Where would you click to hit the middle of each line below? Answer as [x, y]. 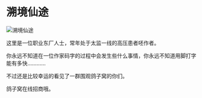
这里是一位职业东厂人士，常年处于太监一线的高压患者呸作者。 [83, 43]
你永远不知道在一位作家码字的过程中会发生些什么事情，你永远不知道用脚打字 [101, 55]
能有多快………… [26, 63]
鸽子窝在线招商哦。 [30, 88]
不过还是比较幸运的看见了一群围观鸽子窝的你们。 [67, 76]
